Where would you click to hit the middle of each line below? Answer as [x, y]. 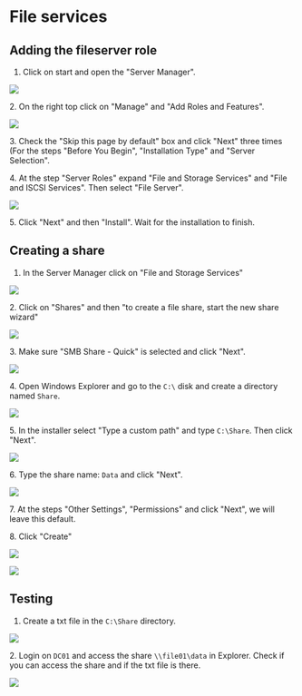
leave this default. [43, 518]
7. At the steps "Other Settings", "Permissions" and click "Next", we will [142, 509]
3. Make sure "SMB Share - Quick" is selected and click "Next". [128, 351]
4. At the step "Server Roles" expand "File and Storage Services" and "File [148, 178]
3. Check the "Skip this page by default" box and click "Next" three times [146, 141]
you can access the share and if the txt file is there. [105, 665]
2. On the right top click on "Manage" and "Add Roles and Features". [137, 107]
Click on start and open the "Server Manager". [109, 72]
